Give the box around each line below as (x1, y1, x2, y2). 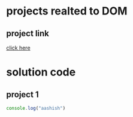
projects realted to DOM (6, 4, 128, 18)
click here (6, 44, 31, 51)
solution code (6, 65, 76, 79)
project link (6, 28, 50, 39)
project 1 (6, 89, 39, 100)
